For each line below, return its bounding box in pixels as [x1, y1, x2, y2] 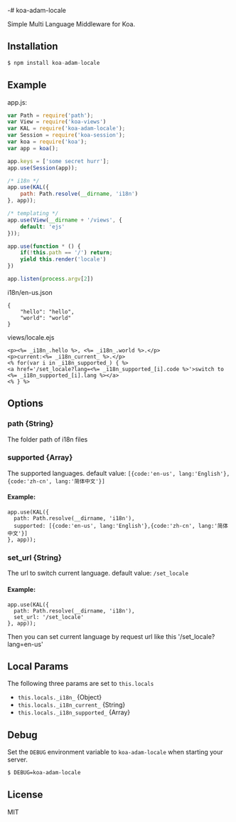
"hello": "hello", [20, 308, 75, 316]
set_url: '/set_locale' [14, 613, 84, 620]
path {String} [7, 419, 54, 429]
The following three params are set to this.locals [7, 680, 154, 688]
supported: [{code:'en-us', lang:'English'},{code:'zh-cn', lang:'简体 [14, 523, 229, 530]
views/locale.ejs [7, 333, 55, 341]
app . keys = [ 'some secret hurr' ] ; [7, 157, 110, 165]
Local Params [7, 660, 69, 672]
